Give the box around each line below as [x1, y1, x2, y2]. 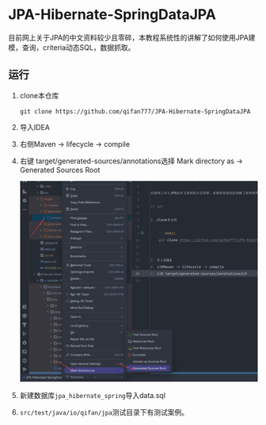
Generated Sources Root [19, 165, 101, 174]
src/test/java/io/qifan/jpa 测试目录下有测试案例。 [19, 407, 188, 417]
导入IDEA [19, 122, 50, 132]
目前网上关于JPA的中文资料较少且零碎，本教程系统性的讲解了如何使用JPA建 [8, 33, 256, 42]
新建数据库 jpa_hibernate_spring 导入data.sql [19, 390, 166, 400]
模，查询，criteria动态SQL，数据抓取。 [8, 42, 135, 52]
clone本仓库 [19, 90, 59, 100]
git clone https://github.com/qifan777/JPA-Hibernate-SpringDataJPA [19, 107, 251, 116]
